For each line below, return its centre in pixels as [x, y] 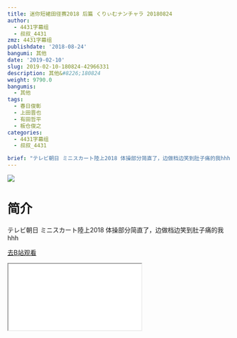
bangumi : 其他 [27, 54]
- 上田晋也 [28, 113]
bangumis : [22, 86]
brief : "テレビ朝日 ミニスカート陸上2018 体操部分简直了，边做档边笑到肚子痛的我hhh [119, 159]
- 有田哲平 [28, 119]
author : [19, 21]
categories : [25, 133]
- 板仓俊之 [28, 126]
